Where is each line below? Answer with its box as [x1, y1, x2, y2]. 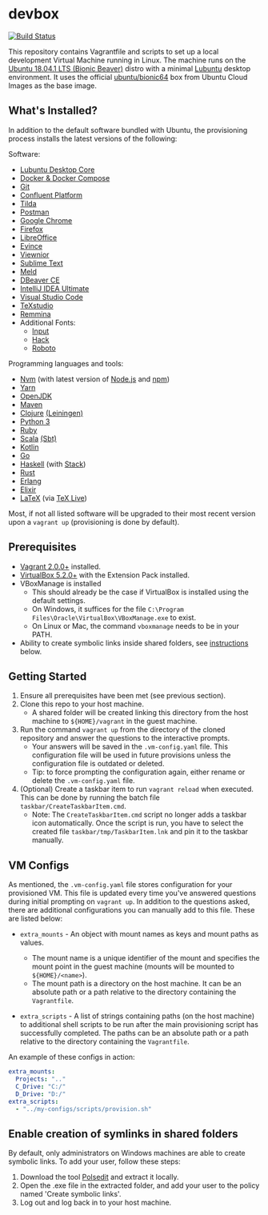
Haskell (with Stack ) [19, 459, 86, 469]
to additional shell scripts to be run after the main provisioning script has [19, 1020, 258, 1029]
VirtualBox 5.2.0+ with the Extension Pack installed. [19, 570, 190, 580]
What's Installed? [8, 104, 98, 118]
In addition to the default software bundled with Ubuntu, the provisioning [8, 125, 248, 134]
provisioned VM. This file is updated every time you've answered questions [8, 889, 257, 898]
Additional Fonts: [19, 318, 76, 327]
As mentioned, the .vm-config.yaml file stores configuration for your [8, 880, 233, 889]
